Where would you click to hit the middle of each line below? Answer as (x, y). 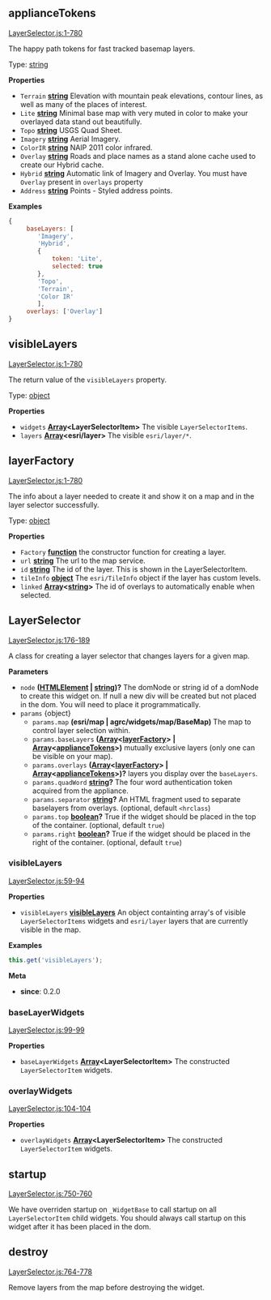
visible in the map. (51, 929)
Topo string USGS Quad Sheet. (71, 130)
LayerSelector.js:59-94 (47, 881)
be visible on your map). (72, 756)
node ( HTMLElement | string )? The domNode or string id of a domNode (139, 687)
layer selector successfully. (54, 504)
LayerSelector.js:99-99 (47, 1030)
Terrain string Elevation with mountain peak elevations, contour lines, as (142, 96)
